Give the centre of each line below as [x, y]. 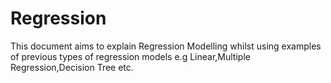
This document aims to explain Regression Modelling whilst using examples [166, 46]
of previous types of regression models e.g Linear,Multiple [130, 56]
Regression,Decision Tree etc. [72, 67]
